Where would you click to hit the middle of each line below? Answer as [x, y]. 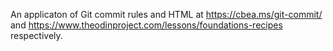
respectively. [36, 35]
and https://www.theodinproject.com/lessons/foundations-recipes [146, 25]
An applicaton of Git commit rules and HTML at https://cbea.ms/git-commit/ [166, 14]
